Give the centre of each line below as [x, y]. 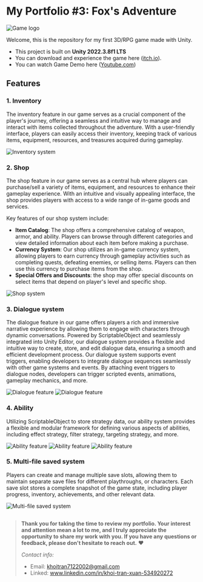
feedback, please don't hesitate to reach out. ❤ [82, 543]
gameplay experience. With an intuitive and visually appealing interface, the [101, 193]
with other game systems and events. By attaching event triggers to [91, 368]
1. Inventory [24, 101]
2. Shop [18, 167]
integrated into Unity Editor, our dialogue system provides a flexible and [95, 342]
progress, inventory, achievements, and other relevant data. [81, 494]
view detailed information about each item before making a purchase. [102, 243]
